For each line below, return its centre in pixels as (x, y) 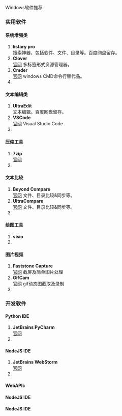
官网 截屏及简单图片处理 (38, 272)
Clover (20, 59)
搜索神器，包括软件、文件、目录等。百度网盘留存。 (66, 53)
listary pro (24, 47)
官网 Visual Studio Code (38, 124)
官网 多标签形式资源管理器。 (42, 65)
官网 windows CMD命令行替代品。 (49, 76)
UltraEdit (22, 106)
